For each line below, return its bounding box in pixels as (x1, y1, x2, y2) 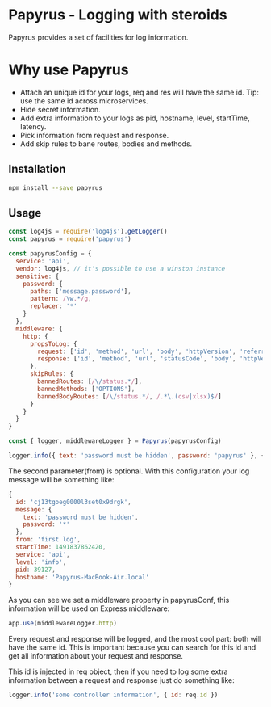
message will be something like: (8, 474, 115, 484)
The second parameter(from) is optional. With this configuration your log (8, 466, 250, 476)
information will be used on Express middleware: (8, 604, 170, 613)
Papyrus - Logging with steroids (8, 6, 227, 24)
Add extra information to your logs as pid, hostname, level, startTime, (19, 113, 250, 123)
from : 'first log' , (15, 536, 81, 544)
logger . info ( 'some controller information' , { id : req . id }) (8, 691, 219, 700)
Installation (8, 162, 66, 176)
